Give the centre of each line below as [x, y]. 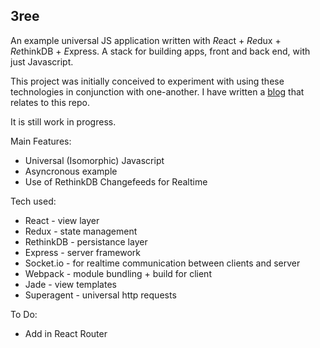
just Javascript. [42, 61]
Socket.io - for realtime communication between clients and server [162, 263]
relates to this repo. [50, 102]
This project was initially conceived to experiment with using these [147, 81]
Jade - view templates [70, 284]
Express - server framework [82, 252]
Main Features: [41, 141]
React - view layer [62, 220]
